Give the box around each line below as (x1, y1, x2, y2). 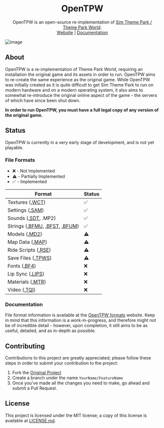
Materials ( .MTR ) (7, 278, 47, 285)
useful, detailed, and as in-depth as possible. (5, 328, 96, 333)
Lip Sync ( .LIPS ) (7, 270, 45, 277)
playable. (5, 144, 23, 150)
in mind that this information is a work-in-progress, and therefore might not (5, 317, 157, 323)
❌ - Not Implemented (12, 167, 55, 174)
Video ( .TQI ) (7, 286, 36, 293)
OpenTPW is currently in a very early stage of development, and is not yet (5, 139, 154, 145)
